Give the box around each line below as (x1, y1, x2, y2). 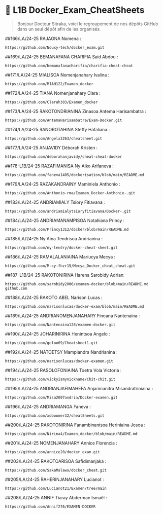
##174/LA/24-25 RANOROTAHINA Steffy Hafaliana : (5, 126, 110, 132)
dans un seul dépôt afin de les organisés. (17, 26, 101, 32)
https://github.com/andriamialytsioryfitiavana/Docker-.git (5, 209, 131, 214)
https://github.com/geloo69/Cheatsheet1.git (5, 340, 98, 345)
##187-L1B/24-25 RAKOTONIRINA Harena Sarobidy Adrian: (5, 272, 125, 278)
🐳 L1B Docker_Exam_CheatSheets (5, 4, 145, 16)
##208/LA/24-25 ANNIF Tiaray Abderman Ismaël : (5, 494, 107, 500)
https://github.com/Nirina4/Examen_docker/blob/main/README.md (5, 431, 138, 436)
